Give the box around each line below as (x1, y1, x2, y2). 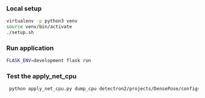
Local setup (6, 4, 42, 13)
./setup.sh (6, 29, 34, 36)
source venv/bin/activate (6, 24, 72, 30)
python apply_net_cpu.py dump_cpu (9, 86, 97, 92)
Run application (6, 44, 54, 52)
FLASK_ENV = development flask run (6, 58, 92, 64)
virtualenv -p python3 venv (6, 18, 78, 24)
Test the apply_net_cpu (6, 72, 77, 80)
